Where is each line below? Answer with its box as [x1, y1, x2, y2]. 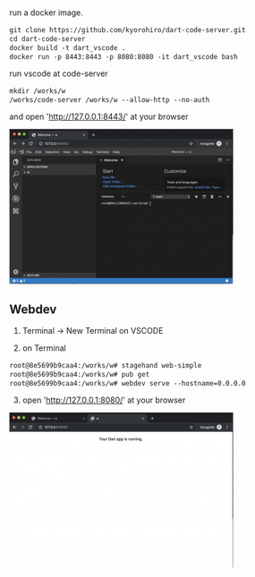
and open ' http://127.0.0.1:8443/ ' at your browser [9, 111, 190, 123]
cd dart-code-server [9, 35, 87, 44]
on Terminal [21, 343, 67, 353]
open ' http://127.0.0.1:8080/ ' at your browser [21, 395, 186, 405]
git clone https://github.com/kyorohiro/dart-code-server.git [9, 26, 246, 35]
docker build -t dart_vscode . [9, 44, 126, 53]
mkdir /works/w [9, 87, 66, 96]
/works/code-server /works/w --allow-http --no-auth [9, 96, 210, 105]
